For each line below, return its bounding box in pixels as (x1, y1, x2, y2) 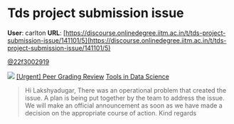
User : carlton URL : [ (7, 29, 66, 37)
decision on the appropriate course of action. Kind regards (24, 108, 197, 117)
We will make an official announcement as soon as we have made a (24, 101, 223, 110)
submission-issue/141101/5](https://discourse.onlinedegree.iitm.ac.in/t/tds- (7, 36, 227, 44)
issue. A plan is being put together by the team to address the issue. (24, 93, 225, 102)
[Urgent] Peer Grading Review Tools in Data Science (16, 72, 169, 81)
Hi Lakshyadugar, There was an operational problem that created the (24, 86, 227, 94)
